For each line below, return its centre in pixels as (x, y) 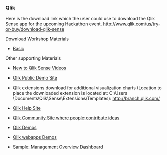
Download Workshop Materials (37, 39)
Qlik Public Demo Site (35, 78)
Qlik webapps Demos (34, 137)
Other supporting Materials (33, 58)
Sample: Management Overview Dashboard (58, 147)
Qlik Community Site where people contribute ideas (66, 118)
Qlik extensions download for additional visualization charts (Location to (87, 88)
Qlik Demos (24, 128)
